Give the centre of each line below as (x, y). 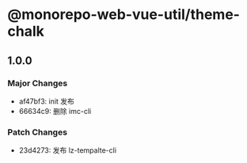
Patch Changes (38, 132)
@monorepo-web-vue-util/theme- (124, 15)
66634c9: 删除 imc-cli (55, 111)
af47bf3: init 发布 (46, 101)
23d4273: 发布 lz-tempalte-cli (67, 150)
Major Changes (38, 83)
